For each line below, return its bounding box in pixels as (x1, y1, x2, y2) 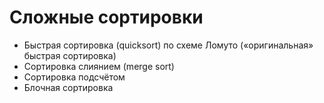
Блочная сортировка (23, 81, 114, 93)
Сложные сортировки (9, 6, 204, 29)
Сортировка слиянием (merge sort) (23, 60, 175, 72)
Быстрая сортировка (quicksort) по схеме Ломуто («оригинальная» (23, 39, 314, 51)
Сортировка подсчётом (23, 71, 126, 83)
